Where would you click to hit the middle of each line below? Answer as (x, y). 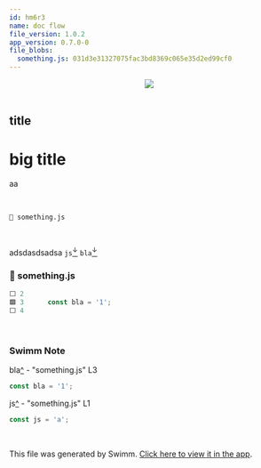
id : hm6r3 (28, 17)
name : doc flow (37, 26)
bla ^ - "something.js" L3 (53, 370)
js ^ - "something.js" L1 (50, 403)
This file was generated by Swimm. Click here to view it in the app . (131, 454)
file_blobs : (31, 51)
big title (38, 159)
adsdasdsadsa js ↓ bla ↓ (53, 252)
